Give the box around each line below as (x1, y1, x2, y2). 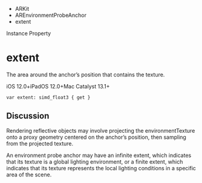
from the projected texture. (6, 139, 74, 147)
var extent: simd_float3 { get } (6, 94, 91, 101)
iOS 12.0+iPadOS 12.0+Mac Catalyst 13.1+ (6, 82, 110, 90)
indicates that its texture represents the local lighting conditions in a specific (6, 164, 197, 171)
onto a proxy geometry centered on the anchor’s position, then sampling (6, 133, 186, 141)
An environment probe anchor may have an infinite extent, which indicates (6, 151, 192, 159)
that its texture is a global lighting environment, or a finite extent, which (6, 158, 183, 165)
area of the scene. (6, 171, 52, 178)
